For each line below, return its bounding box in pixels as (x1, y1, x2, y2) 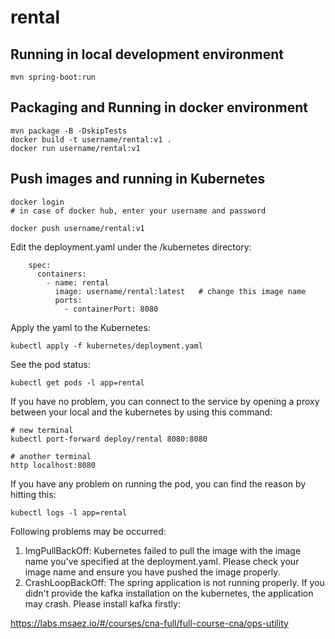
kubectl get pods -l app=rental (10, 377, 145, 388)
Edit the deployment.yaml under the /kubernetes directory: (10, 241, 252, 253)
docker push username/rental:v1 (10, 223, 145, 233)
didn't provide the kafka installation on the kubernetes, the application (24, 587, 314, 599)
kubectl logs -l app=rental (10, 507, 128, 518)
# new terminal (10, 425, 74, 435)
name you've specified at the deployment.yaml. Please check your (24, 555, 300, 567)
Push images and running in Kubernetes (10, 171, 266, 188)
